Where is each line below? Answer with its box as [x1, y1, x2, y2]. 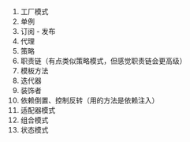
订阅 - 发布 [20, 27, 56, 35]
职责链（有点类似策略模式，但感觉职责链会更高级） [20, 56, 187, 65]
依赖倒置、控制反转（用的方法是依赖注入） [20, 95, 159, 105]
